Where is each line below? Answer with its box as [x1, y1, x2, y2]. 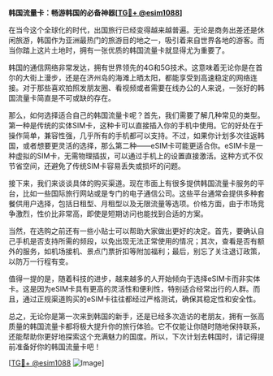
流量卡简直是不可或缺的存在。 [15, 93, 115, 102]
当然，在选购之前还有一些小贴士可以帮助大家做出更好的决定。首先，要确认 [8, 227, 258, 236]
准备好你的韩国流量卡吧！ [15, 342, 102, 352]
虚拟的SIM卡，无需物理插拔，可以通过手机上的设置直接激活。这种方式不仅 [15, 151, 264, 161]
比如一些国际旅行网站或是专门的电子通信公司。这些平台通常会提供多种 [22, 188, 258, 198]
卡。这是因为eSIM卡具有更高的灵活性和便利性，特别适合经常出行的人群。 [8, 284, 253, 293]
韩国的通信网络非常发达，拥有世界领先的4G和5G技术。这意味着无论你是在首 [8, 63, 263, 72]
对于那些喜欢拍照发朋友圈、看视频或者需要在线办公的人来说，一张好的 [22, 83, 258, 93]
